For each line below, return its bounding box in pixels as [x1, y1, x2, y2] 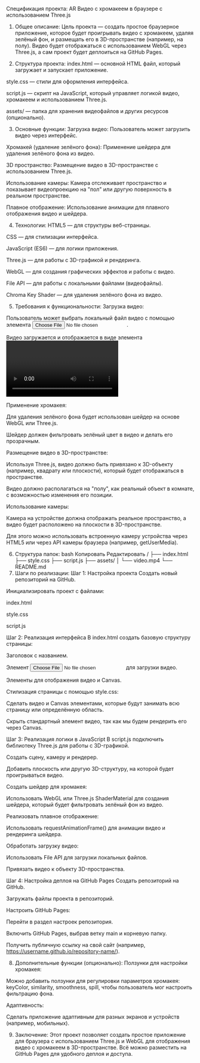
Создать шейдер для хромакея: [6, 783, 88, 790]
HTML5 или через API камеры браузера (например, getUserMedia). [6, 539, 179, 546]
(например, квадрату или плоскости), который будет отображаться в [6, 467, 184, 474]
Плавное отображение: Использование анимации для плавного [6, 204, 170, 211]
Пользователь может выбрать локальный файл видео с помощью [6, 314, 175, 321]
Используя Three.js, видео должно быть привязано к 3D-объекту [6, 461, 173, 467]
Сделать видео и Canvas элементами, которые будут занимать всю [6, 700, 180, 707]
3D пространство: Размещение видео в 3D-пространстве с [6, 162, 158, 168]
